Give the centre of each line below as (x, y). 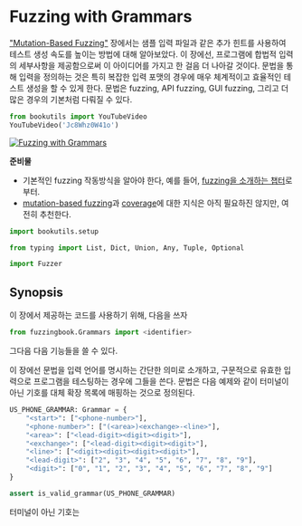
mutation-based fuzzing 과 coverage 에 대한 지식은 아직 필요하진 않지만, (151, 203)
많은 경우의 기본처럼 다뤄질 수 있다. (71, 99)
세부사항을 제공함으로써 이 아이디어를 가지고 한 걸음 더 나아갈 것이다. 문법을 (151, 65)
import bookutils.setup (54, 231)
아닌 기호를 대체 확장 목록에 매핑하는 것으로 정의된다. (102, 392)
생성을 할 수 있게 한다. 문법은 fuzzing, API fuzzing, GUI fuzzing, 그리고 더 (157, 88)
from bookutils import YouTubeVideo (78, 116)
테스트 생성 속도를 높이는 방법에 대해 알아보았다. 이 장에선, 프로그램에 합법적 (143, 54)
